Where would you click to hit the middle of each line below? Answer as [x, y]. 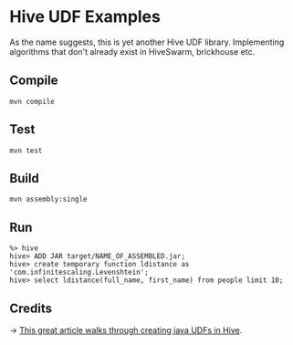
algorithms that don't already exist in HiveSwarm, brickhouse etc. [132, 51]
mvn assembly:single [49, 199]
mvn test [26, 151]
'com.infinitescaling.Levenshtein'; [79, 272]
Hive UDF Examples [85, 17]
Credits [31, 308]
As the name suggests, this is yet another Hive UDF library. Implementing [147, 42]
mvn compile [32, 101]
